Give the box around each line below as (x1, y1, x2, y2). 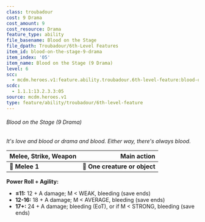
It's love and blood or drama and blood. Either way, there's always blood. (6, 137, 191, 145)
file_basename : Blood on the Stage (6, 37, 97, 43)
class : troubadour (6, 9, 53, 15)
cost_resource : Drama (6, 26, 62, 32)
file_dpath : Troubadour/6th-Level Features (6, 43, 119, 49)
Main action (120, 152, 156, 160)
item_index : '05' (6, 54, 51, 60)
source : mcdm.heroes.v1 (6, 94, 67, 100)
